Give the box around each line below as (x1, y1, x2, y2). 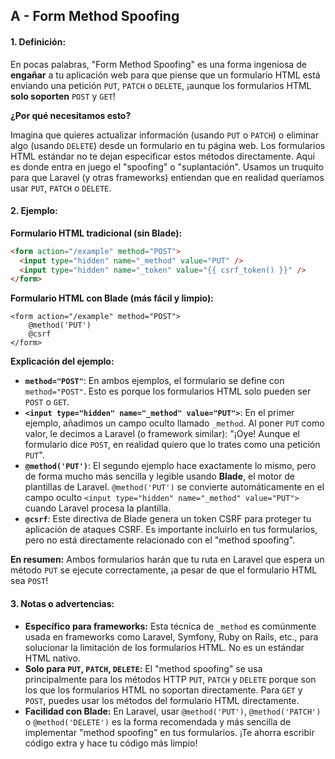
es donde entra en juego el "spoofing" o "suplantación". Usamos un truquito (10, 160, 325, 173)
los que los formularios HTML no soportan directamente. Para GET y (24, 684, 303, 696)
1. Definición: (10, 35, 67, 48)
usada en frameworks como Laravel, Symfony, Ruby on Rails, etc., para (24, 630, 319, 643)
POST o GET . (24, 396, 70, 408)
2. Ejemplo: (10, 205, 58, 217)
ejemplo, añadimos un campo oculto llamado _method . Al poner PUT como (24, 417, 325, 429)
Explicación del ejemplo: (10, 355, 115, 368)
